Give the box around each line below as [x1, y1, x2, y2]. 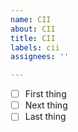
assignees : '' [10, 52, 70, 62]
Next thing [24, 99, 68, 111]
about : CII [10, 24, 56, 34]
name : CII [10, 14, 52, 25]
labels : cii [10, 42, 60, 53]
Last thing [24, 111, 67, 123]
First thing [24, 88, 67, 100]
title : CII [10, 33, 56, 43]
